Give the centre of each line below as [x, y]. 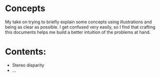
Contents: [26, 52]
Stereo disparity [28, 65]
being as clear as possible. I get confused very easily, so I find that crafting [80, 27]
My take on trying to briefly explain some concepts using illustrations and [79, 22]
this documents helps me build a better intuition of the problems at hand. [78, 32]
